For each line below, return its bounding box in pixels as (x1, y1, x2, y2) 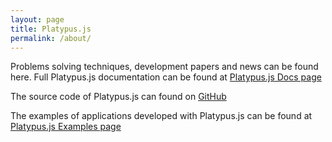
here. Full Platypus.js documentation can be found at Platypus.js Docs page (10, 71, 322, 83)
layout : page (10, 14, 65, 25)
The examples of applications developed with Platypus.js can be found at (10, 110, 313, 122)
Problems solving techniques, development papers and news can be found (10, 61, 319, 73)
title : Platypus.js (10, 24, 92, 34)
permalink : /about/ (10, 33, 92, 43)
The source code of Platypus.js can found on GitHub (10, 91, 227, 103)
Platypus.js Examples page (10, 121, 122, 133)
